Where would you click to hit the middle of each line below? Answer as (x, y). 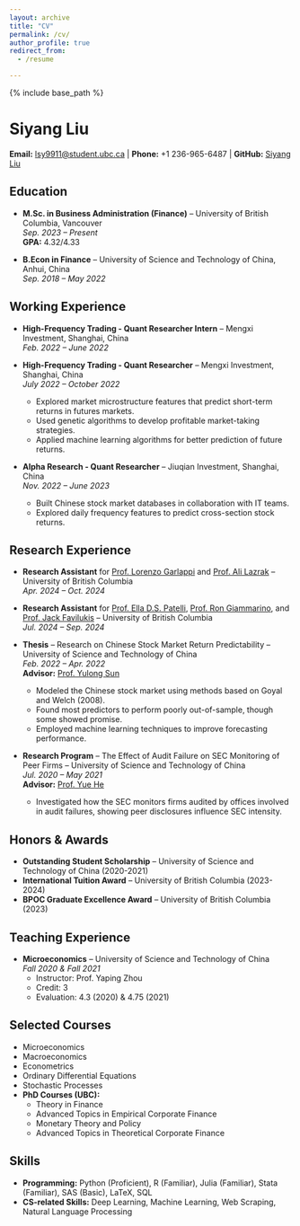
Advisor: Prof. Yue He (63, 785)
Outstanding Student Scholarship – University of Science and (138, 861)
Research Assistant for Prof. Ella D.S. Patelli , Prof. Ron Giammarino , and (156, 608)
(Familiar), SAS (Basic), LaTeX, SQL (87, 1192)
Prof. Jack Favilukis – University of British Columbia (117, 618)
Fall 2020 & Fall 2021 (61, 968)
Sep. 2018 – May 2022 (64, 278)
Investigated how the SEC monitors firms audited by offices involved (162, 802)
